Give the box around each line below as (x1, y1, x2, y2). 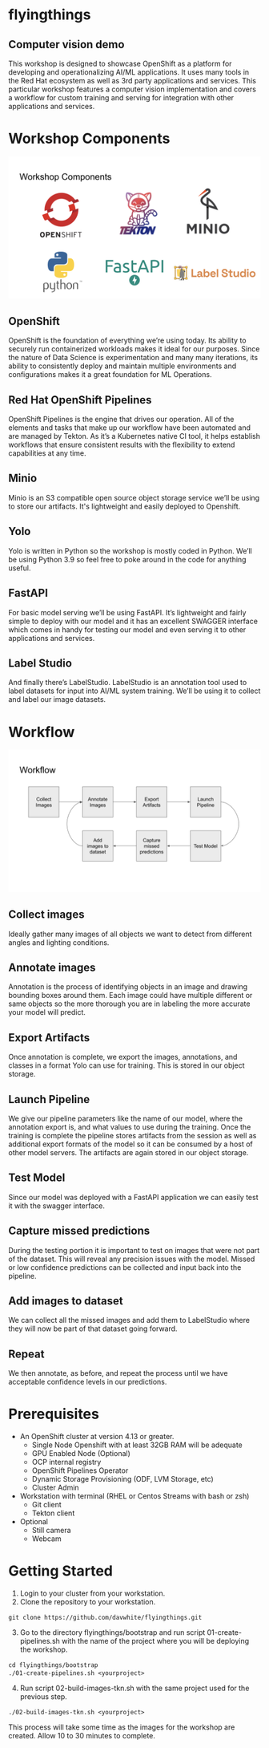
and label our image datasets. (8, 695, 106, 704)
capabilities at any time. (8, 448, 86, 458)
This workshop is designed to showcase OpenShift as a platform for (8, 59, 232, 68)
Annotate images (8, 960, 96, 974)
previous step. (19, 1692, 68, 1701)
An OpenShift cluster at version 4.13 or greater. (19, 1432, 175, 1442)
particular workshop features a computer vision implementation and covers (8, 84, 256, 94)
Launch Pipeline (8, 1093, 90, 1106)
